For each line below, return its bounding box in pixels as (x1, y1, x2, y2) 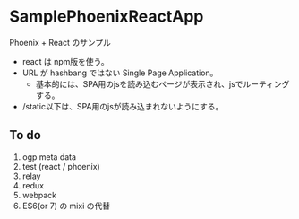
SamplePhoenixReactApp (9, 6, 204, 27)
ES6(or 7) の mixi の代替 (21, 200, 110, 211)
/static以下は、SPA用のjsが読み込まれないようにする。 (21, 101, 224, 111)
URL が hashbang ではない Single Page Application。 (21, 67, 218, 78)
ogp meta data (21, 151, 77, 162)
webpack (21, 189, 56, 200)
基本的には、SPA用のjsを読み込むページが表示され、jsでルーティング (35, 78, 290, 89)
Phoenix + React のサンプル (9, 37, 112, 48)
